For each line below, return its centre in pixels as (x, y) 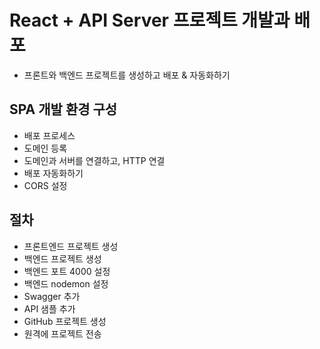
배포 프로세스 (49, 135)
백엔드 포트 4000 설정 (67, 271)
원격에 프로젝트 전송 (62, 333)
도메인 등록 (45, 148)
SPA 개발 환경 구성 (63, 109)
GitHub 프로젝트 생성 (65, 321)
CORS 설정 (45, 185)
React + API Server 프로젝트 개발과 (150, 20)
